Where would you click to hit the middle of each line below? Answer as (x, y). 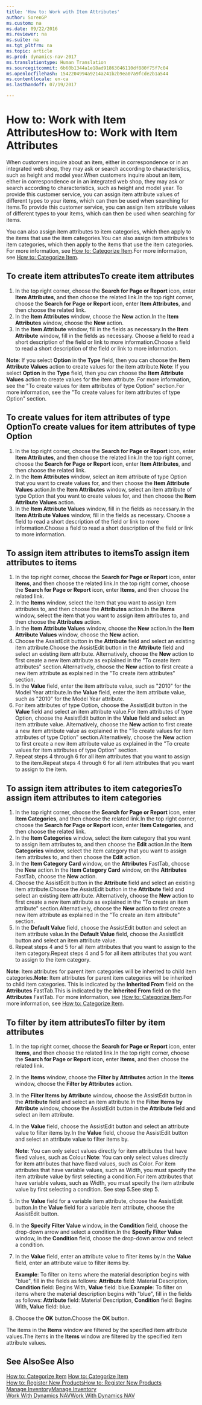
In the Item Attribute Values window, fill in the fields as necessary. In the (105, 509)
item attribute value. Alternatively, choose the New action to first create (104, 725)
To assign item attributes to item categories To (94, 788)
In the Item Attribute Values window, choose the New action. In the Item (105, 629)
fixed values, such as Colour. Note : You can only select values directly (102, 1157)
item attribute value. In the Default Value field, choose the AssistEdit (99, 934)
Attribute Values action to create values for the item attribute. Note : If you (98, 366)
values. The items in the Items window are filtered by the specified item (94, 1336)
